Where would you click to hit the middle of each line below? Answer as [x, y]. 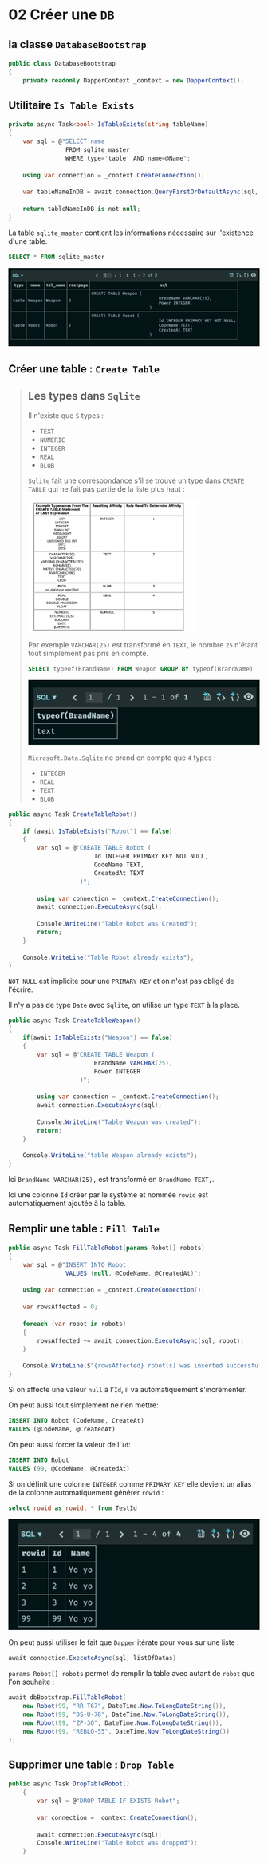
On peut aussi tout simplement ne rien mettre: [84, 1405]
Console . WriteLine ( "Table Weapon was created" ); [119, 1122]
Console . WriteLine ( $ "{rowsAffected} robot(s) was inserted [123, 1366]
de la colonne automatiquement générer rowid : [86, 1492]
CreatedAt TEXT [119, 873]
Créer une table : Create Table [84, 369]
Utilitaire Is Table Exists [71, 105]
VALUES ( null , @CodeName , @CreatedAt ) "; [133, 1273]
